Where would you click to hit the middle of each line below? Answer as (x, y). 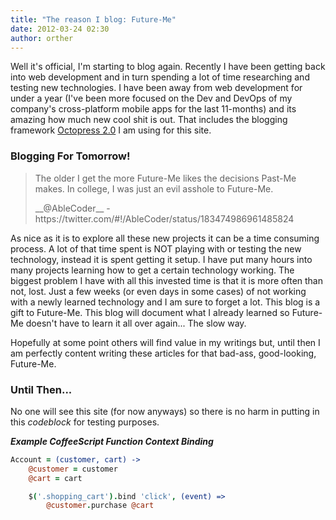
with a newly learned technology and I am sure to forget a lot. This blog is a (165, 302)
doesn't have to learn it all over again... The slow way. (136, 323)
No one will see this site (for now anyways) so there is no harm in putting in (165, 411)
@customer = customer (73, 469)
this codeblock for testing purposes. (85, 422)
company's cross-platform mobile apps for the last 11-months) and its (153, 109)
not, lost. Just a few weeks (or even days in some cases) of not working (158, 291)
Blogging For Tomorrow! (70, 156)
